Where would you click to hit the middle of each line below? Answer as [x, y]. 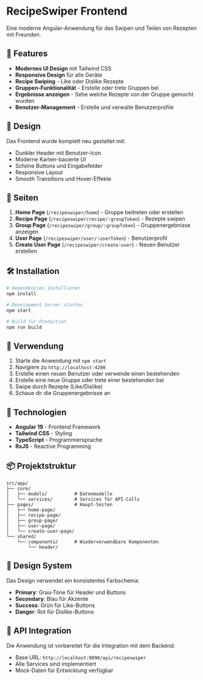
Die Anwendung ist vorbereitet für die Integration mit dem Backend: [91, 645]
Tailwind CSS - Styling [43, 433]
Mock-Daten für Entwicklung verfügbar [64, 670]
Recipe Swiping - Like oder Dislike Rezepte [69, 81]
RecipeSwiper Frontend [67, 11]
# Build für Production [36, 321]
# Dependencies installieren [43, 288]
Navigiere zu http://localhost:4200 [60, 367]
